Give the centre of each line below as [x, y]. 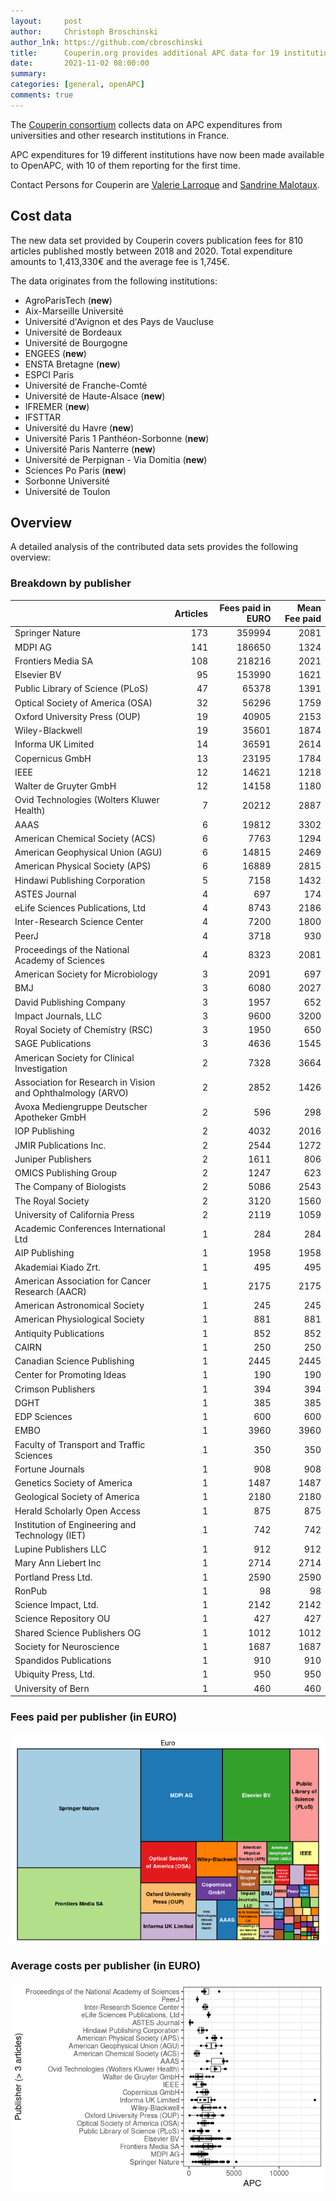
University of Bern [52, 1688]
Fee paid [303, 619]
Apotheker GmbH [50, 1117]
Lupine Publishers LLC [60, 1549]
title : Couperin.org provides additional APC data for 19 [145, 53]
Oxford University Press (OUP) [78, 716]
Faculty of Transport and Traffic [80, 1444]
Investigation [41, 1068]
